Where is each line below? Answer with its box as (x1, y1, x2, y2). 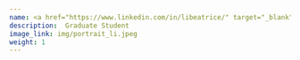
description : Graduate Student (9, 21, 129, 30)
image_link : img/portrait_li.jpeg (9, 29, 138, 38)
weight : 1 (9, 37, 46, 47)
